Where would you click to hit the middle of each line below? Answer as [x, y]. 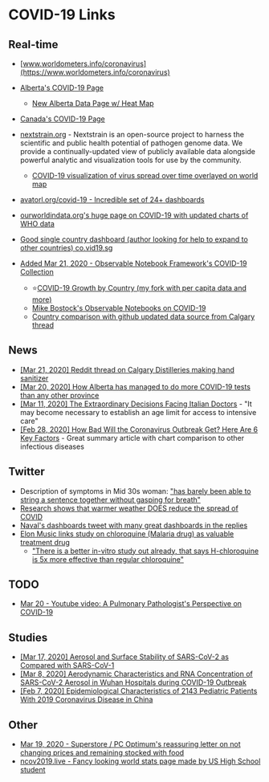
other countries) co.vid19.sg [66, 248]
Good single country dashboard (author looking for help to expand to [134, 239]
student [33, 770]
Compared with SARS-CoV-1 [67, 666]
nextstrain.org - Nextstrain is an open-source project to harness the [132, 134]
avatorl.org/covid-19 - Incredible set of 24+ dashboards [112, 200]
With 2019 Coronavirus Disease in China [86, 699]
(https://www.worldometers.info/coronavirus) [95, 72]
